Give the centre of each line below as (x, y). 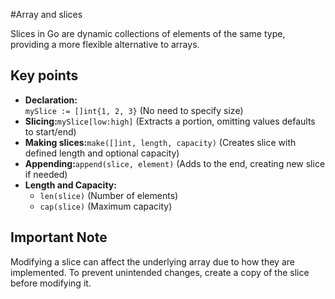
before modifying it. (51, 283)
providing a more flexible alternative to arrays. (105, 44)
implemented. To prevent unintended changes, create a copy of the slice (160, 272)
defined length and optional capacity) (102, 153)
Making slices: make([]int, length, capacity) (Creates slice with (160, 142)
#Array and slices (46, 14)
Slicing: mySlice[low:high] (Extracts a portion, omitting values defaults (170, 121)
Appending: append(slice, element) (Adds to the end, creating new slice (175, 163)
